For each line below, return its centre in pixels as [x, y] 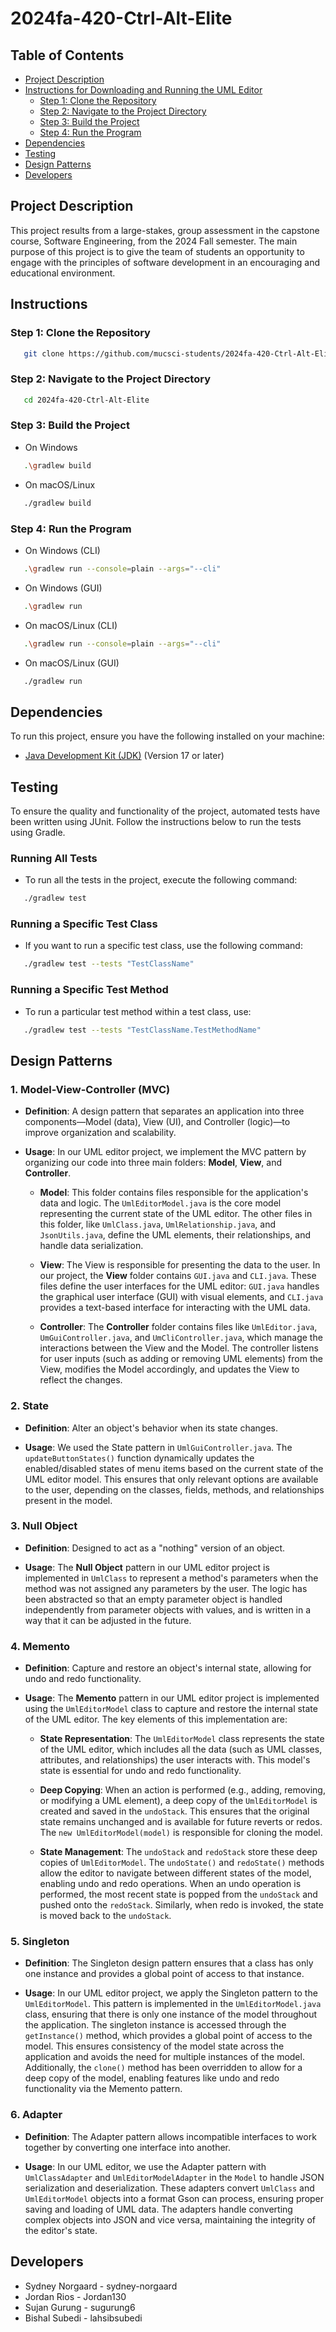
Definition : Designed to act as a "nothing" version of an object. [155, 1548]
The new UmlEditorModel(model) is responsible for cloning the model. [181, 1833]
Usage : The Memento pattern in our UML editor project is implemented [172, 1698]
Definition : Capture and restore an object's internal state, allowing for [168, 1668]
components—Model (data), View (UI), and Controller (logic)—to [157, 1122]
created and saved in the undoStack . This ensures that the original [174, 1811]
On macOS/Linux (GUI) [72, 663]
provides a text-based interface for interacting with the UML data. [175, 1308]
